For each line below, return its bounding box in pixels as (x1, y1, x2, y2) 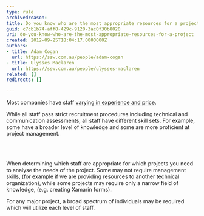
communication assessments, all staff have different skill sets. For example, (6, 117, 195, 125)
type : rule (6, 9, 34, 15)
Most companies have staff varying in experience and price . (6, 99, 157, 106)
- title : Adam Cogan (6, 49, 59, 55)
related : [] (6, 71, 36, 77)
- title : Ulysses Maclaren (6, 60, 75, 66)
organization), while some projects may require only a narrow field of (6, 179, 179, 187)
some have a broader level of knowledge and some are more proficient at (6, 124, 190, 131)
